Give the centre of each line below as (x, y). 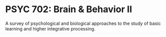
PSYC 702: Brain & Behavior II (69, 9)
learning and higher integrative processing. (50, 28)
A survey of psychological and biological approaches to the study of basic (83, 23)
